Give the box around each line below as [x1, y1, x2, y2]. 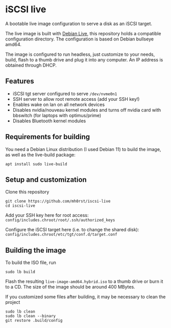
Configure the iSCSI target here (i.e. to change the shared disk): [5, 227, 139, 233]
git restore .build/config [5, 318, 63, 323]
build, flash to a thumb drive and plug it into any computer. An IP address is [5, 56, 163, 62]
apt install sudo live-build [5, 161, 67, 167]
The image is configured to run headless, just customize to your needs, [5, 51, 155, 57]
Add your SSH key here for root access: [5, 212, 89, 218]
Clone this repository [5, 189, 50, 195]
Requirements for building [5, 133, 90, 141]
